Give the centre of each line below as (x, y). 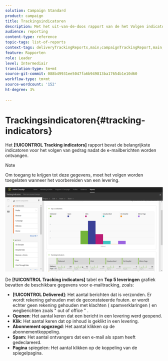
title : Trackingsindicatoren (35, 21)
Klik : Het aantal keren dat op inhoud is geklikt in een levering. (75, 321)
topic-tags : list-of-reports (35, 42)
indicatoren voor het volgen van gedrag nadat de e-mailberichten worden (81, 150)
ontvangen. (17, 155)
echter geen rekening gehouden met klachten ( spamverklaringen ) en (84, 305)
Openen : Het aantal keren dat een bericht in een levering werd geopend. (87, 316)
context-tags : (20, 47)
